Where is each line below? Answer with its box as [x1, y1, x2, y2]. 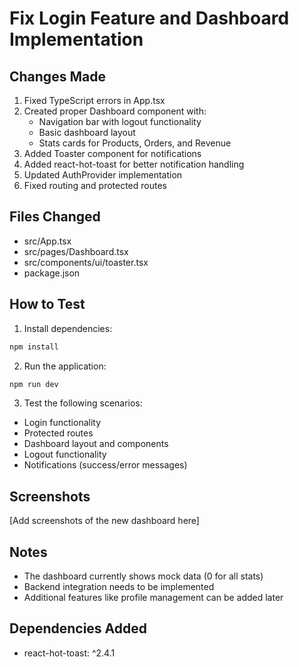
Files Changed [9, 208, 101, 226]
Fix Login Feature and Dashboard [9, 7, 290, 30]
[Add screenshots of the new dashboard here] [9, 515, 200, 527]
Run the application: [23, 360, 107, 372]
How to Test [9, 296, 86, 313]
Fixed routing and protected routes [23, 180, 168, 191]
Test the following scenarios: [23, 397, 143, 409]
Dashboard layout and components [23, 438, 169, 450]
